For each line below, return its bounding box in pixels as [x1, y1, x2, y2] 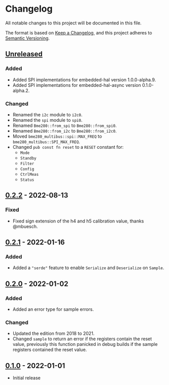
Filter [20, 161, 35, 166]
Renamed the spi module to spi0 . [12, 117, 83, 123]
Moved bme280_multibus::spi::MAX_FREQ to [12, 133, 103, 139]
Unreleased [5, 50, 43, 58]
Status [20, 177, 35, 182]
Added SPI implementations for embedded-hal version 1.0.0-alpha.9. [12, 77, 156, 83]
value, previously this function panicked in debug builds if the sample [12, 341, 158, 347]
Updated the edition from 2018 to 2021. [12, 331, 95, 337]
